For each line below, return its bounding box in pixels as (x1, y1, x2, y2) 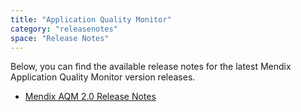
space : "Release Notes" (10, 33, 110, 43)
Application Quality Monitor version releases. (10, 71, 196, 83)
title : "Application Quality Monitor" (10, 14, 172, 25)
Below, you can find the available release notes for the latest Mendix (10, 61, 292, 73)
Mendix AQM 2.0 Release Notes (24, 91, 157, 103)
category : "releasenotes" (10, 24, 118, 34)
